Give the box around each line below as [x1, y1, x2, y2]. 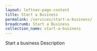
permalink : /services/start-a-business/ [5, 17, 93, 22]
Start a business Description [5, 40, 65, 46]
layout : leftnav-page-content [5, 7, 70, 13]
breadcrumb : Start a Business [5, 21, 70, 27]
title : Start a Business [5, 12, 58, 17]
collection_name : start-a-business [5, 26, 81, 31]
